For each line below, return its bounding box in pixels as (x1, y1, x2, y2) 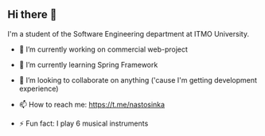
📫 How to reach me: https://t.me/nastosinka (18, 99, 165, 109)
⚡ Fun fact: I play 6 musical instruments (18, 119, 149, 128)
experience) (18, 84, 59, 93)
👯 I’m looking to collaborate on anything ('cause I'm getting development (18, 75, 258, 84)
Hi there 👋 (7, 8, 57, 21)
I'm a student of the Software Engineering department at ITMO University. (7, 29, 250, 38)
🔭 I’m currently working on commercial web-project (18, 45, 189, 54)
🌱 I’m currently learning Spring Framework (18, 60, 158, 69)
